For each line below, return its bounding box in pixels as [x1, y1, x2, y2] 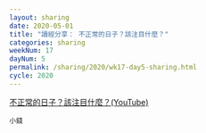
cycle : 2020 [9, 71, 54, 80]
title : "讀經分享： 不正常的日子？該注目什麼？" [9, 29, 169, 38]
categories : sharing [9, 37, 87, 47]
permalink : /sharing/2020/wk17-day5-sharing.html [9, 63, 198, 72]
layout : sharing [9, 12, 70, 22]
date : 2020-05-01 [9, 21, 74, 30]
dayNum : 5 [9, 54, 46, 63]
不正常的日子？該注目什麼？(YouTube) [9, 96, 149, 107]
